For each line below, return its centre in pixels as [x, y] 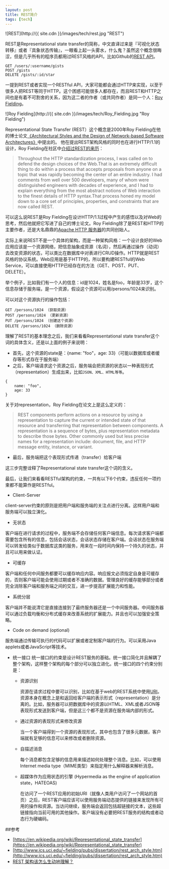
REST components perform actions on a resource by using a [80, 415]
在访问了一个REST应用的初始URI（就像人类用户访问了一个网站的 [87, 793]
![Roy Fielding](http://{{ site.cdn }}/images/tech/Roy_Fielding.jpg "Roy [77, 114]
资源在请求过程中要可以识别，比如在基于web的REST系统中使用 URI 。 [91, 692]
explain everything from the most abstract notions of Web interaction [89, 191]
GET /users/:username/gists [35, 66]
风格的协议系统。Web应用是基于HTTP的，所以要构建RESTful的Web [75, 259]
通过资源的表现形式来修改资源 [51, 721]
